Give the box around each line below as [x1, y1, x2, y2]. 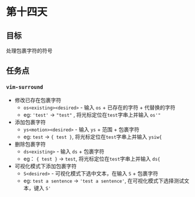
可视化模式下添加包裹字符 [14, 162, 77, 169]
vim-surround [6, 84, 43, 91]
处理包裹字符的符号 [6, 47, 53, 54]
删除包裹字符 [14, 140, 46, 147]
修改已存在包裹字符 [14, 96, 62, 103]
